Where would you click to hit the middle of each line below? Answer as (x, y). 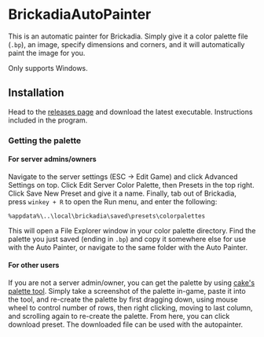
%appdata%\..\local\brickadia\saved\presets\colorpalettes (107, 216)
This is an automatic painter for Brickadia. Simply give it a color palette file (128, 36)
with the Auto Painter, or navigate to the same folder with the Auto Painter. (128, 247)
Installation (36, 93)
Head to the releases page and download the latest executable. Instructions (130, 112)
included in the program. (48, 120)
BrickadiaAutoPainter (80, 15)
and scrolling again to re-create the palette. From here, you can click (119, 317)
